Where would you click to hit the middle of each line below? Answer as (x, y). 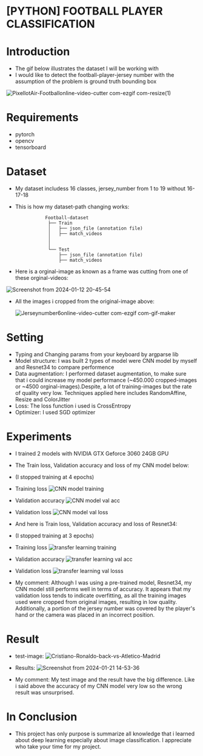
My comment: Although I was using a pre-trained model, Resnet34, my (103, 582)
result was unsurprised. (45, 692)
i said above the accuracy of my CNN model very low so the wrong (99, 686)
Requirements (42, 118)
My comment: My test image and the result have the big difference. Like (105, 679)
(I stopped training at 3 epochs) (55, 535)
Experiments (39, 437)
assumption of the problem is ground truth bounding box (86, 81)
